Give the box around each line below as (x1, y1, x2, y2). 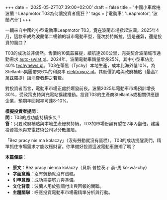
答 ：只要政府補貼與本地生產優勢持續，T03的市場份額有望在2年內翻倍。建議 (5, 121, 160, 126)
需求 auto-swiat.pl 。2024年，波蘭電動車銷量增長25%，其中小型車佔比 (9, 56, 154, 62)
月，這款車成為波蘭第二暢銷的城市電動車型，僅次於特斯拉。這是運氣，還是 (5, 34, 158, 39)
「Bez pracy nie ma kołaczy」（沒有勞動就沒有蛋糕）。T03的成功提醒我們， (5, 138, 158, 143)
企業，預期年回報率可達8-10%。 (5, 98, 71, 103)
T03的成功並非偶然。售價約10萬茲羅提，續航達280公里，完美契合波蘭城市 (5, 50, 157, 56)
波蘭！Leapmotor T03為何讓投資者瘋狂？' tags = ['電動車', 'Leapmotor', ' (5, 10, 154, 16)
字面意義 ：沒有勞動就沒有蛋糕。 (12, 171, 78, 177)
